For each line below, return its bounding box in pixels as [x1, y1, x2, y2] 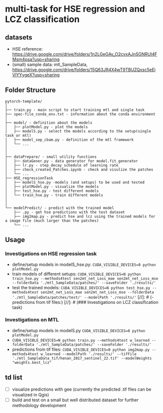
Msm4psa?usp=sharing [12, 56, 60, 62]
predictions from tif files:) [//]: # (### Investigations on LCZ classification [12, 299, 159, 305]
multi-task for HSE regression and [5, 3, 145, 15]
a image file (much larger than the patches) [5, 218, 99, 223]
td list [5, 374, 23, 382]
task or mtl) [5, 133, 32, 138]
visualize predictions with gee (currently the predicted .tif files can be [12, 386, 152, 392]
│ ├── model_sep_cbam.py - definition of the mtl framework [5, 137, 134, 142]
